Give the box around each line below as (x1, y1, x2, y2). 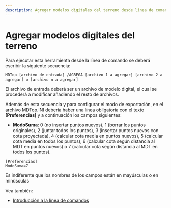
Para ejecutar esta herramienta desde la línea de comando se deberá (5, 57, 150, 63)
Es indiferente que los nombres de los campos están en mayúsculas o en (5, 172, 159, 178)
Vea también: (5, 187, 33, 194)
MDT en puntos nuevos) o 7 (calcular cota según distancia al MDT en (12, 143, 158, 149)
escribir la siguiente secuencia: (5, 62, 71, 69)
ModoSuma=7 (5, 163, 28, 168)
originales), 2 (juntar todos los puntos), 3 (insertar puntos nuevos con (12, 127, 159, 133)
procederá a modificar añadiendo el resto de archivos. (5, 91, 119, 97)
